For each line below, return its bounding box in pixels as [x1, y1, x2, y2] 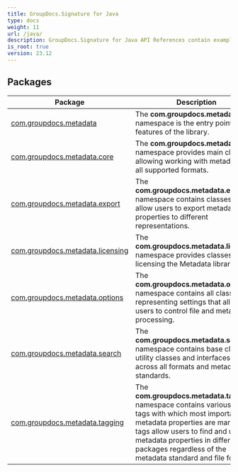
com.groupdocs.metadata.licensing [11, 245, 129, 255]
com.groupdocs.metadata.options [11, 292, 124, 302]
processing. [135, 315, 175, 325]
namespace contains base [135, 344, 223, 354]
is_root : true [7, 43, 50, 50]
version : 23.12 [7, 50, 52, 57]
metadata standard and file [135, 453, 225, 463]
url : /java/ [7, 30, 42, 38]
